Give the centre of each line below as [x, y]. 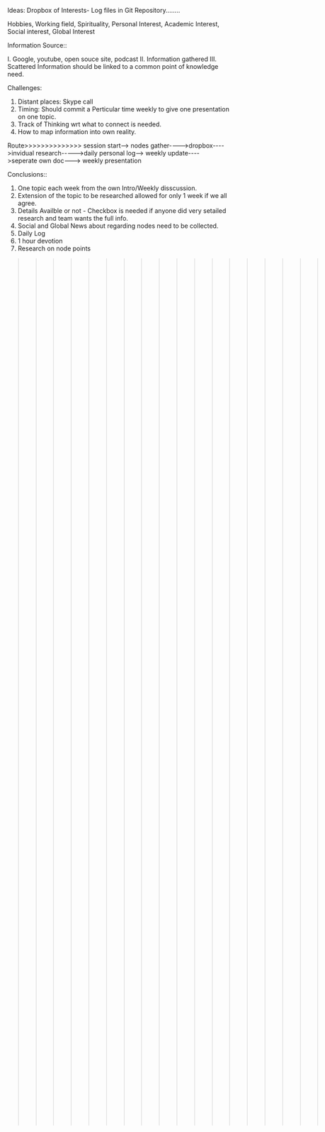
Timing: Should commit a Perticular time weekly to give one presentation [124, 109]
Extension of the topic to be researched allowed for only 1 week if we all [122, 196]
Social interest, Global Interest [51, 32]
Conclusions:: [27, 174]
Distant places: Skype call [55, 101]
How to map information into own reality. [77, 132]
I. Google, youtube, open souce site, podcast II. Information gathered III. [112, 59]
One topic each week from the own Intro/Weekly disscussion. [107, 188]
